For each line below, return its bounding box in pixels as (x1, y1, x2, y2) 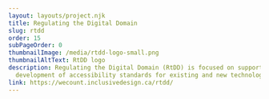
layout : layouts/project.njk (8, 11, 106, 20)
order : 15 (8, 34, 42, 42)
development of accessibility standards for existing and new (15, 71, 227, 79)
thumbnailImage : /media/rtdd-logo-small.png (8, 49, 159, 57)
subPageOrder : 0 (8, 42, 62, 49)
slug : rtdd (8, 26, 45, 34)
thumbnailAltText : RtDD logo (8, 57, 106, 65)
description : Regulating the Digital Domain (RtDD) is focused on (8, 64, 235, 72)
